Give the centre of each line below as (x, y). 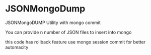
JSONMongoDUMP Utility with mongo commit (53, 22)
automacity (17, 47)
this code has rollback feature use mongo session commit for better (75, 42)
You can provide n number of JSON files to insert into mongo (68, 32)
